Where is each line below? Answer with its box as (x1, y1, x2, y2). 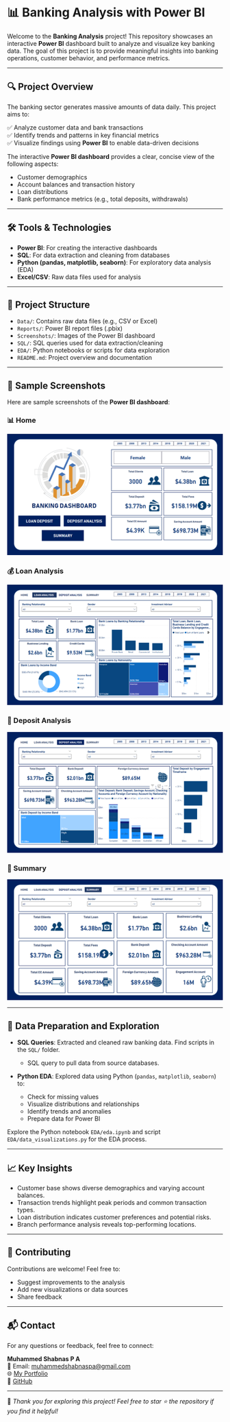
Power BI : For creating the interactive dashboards (16, 243, 157, 252)
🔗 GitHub (7, 1377, 33, 1385)
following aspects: (7, 160, 59, 168)
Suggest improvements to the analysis (16, 1278, 125, 1286)
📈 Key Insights (7, 1162, 73, 1174)
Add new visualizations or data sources (16, 1285, 129, 1293)
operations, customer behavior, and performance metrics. (7, 53, 170, 62)
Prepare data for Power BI (27, 1114, 101, 1123)
